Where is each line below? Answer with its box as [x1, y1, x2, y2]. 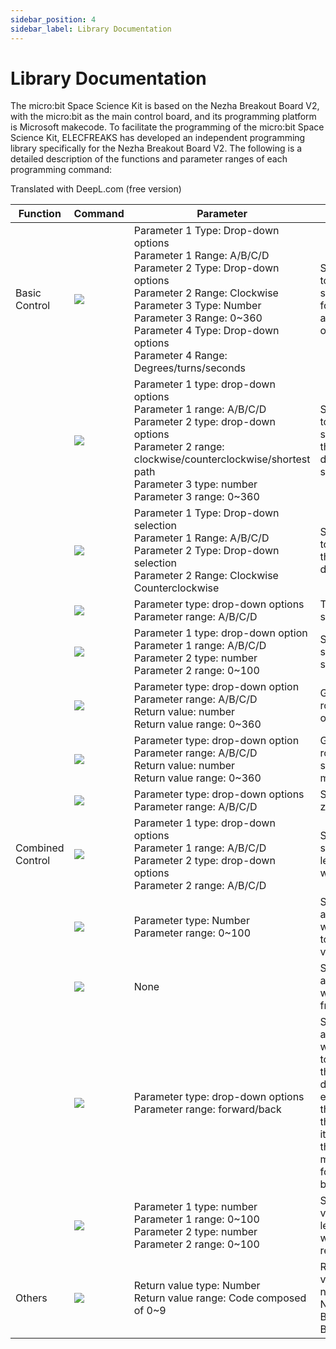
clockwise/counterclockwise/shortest [133, 452, 311, 466]
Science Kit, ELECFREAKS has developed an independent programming [10, 132, 306, 144]
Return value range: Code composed [133, 1291, 307, 1305]
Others [15, 1291, 48, 1305]
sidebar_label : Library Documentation [10, 24, 172, 34]
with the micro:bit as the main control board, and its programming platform [10, 111, 317, 123]
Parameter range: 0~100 [133, 926, 252, 940]
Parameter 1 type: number [133, 1200, 258, 1214]
